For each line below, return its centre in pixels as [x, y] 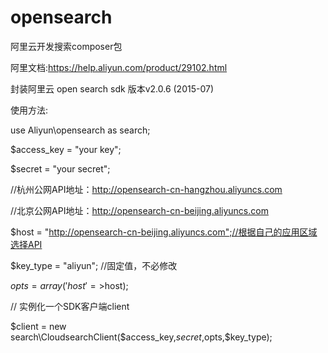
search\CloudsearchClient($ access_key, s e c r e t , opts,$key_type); [141, 337]
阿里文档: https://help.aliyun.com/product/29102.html [119, 67]
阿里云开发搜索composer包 [66, 46]
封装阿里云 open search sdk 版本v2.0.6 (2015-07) [112, 88]
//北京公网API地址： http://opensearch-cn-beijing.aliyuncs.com [139, 210]
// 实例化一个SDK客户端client [70, 306]
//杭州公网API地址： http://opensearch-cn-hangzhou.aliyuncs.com [146, 189]
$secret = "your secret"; [60, 168]
